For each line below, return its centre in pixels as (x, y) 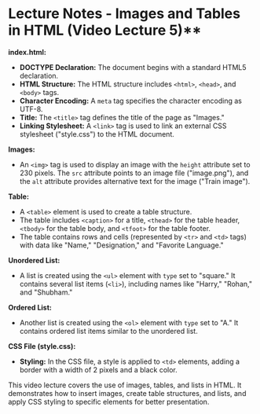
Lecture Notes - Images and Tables (125, 14)
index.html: (27, 52)
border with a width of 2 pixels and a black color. (99, 369)
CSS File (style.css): (42, 346)
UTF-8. (31, 109)
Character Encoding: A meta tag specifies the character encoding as (130, 101)
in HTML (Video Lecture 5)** (105, 30)
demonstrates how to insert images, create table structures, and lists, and (127, 393)
